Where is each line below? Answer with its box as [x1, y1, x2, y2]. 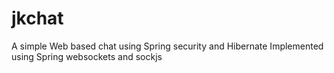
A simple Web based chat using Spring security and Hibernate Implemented [11, 40, 324, 52]
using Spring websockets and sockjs [11, 50, 163, 62]
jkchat [11, 7, 64, 30]
